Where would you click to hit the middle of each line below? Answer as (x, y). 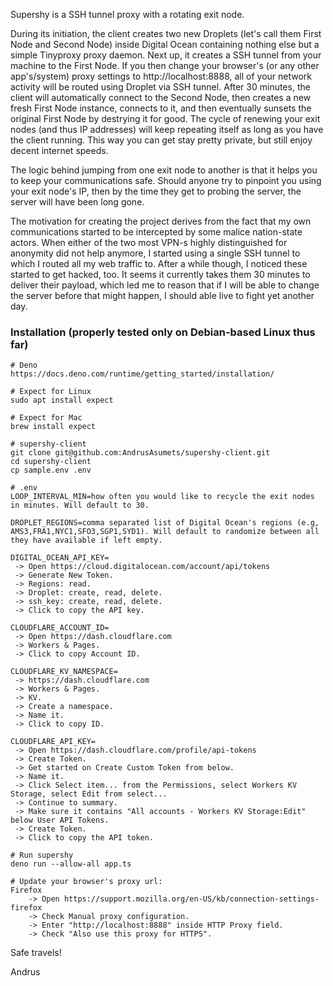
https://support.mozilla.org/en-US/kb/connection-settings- (191, 899)
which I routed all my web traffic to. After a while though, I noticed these (159, 263)
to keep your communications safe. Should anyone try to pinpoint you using (166, 180)
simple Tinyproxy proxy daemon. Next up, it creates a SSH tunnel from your (166, 55)
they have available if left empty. (86, 540)
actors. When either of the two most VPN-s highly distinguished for (149, 242)
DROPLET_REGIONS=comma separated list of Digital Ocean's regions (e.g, (165, 523)
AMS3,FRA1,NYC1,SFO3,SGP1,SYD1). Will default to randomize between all (165, 532)
